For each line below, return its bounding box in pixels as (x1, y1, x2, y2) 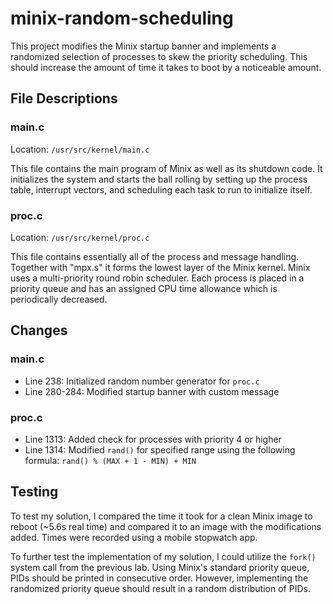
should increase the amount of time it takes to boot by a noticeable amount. (10, 61, 322, 73)
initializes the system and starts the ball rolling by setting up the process (10, 173, 308, 185)
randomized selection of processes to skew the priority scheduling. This (10, 50, 308, 62)
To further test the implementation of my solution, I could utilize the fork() (10, 550, 317, 562)
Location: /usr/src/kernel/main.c (10, 143, 150, 155)
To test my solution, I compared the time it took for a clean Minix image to (10, 510, 313, 522)
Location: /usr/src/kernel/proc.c (10, 231, 150, 243)
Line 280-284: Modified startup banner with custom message (24, 385, 280, 397)
